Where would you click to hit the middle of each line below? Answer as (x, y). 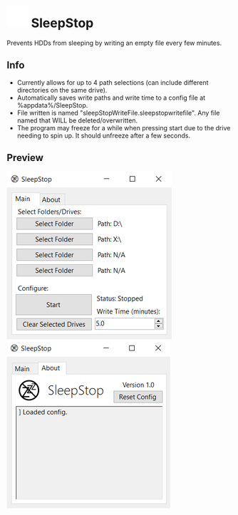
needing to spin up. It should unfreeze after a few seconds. (104, 135)
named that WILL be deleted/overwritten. (77, 120)
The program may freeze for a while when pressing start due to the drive (124, 128)
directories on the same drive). (62, 90)
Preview (25, 158)
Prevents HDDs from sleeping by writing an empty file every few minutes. (114, 43)
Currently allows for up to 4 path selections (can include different (113, 82)
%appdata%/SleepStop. (52, 105)
